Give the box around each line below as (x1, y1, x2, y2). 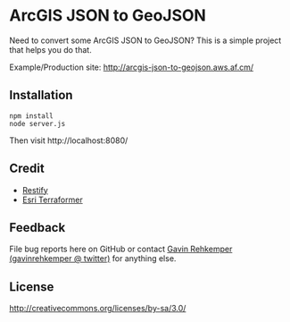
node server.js (9, 119, 66, 128)
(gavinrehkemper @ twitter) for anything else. (9, 253, 177, 264)
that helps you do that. (9, 44, 92, 55)
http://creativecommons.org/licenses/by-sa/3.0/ (9, 303, 186, 314)
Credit (9, 161, 45, 176)
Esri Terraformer (21, 194, 83, 205)
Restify (21, 184, 49, 195)
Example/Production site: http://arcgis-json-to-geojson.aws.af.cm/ (9, 62, 254, 72)
